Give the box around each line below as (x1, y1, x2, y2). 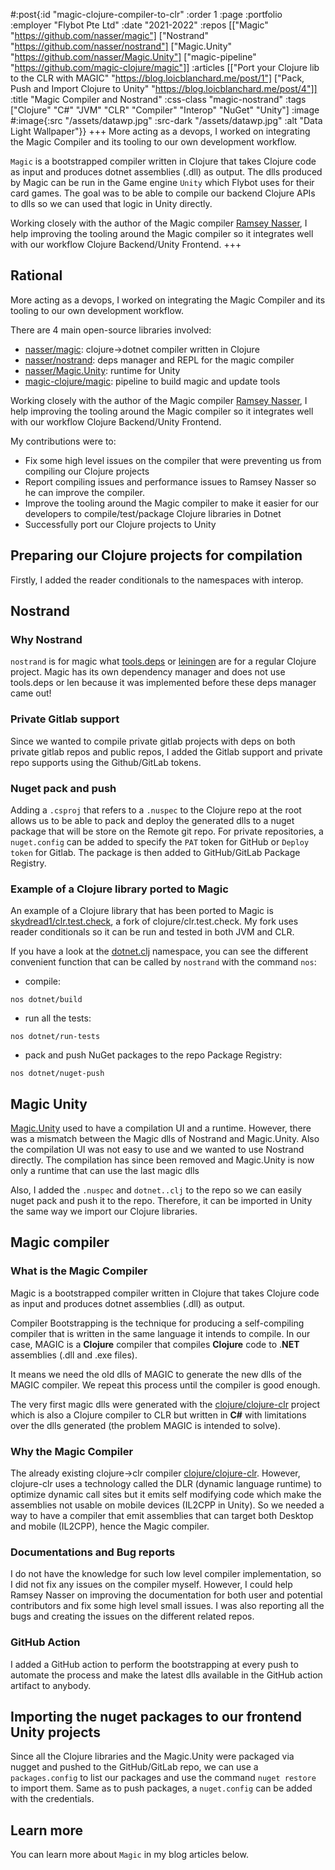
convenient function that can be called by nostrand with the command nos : (10, 956, 317, 968)
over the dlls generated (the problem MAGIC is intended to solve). (10, 1419, 282, 1431)
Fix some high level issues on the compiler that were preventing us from (24, 454, 322, 466)
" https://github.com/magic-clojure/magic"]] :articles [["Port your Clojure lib (10, 62, 320, 73)
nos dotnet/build (10, 995, 83, 1005)
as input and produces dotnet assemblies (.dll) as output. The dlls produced (10, 166, 323, 178)
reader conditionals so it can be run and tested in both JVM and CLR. (10, 926, 295, 938)
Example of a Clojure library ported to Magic (10, 882, 229, 896)
